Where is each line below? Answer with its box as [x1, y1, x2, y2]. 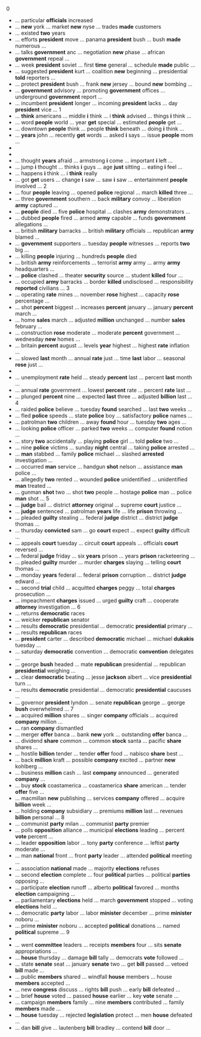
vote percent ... [14, 833, 53, 840]
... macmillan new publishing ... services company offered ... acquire [14, 795, 185, 802]
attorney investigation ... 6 [14, 603, 81, 610]
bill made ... [14, 967, 44, 974]
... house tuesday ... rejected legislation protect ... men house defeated [14, 1011, 193, 1018]
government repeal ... [14, 55, 70, 62]
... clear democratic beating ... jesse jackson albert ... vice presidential [14, 673, 192, 681]
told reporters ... [14, 74, 56, 81]
